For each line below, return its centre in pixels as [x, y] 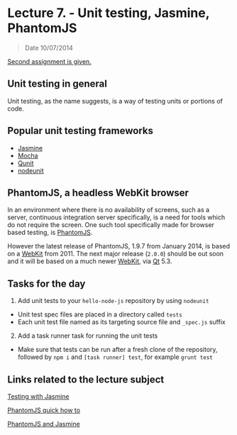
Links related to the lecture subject [86, 379]
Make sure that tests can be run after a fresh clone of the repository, [117, 350]
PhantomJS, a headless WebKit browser [98, 193]
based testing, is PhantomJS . [50, 233]
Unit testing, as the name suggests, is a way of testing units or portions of [115, 101]
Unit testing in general [57, 84]
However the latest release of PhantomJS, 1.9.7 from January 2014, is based [119, 246]
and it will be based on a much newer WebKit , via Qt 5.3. [90, 261]
